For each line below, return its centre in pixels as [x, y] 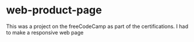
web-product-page [54, 10]
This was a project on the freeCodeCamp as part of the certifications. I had [97, 26]
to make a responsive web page [45, 32]
